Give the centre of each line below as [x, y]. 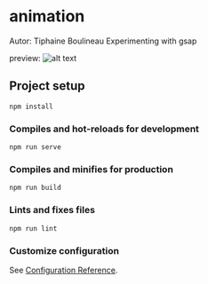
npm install [31, 106]
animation [47, 16]
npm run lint [33, 228]
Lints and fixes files [52, 210]
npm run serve [36, 147]
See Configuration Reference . [64, 270]
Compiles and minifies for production [91, 169]
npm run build [36, 188]
